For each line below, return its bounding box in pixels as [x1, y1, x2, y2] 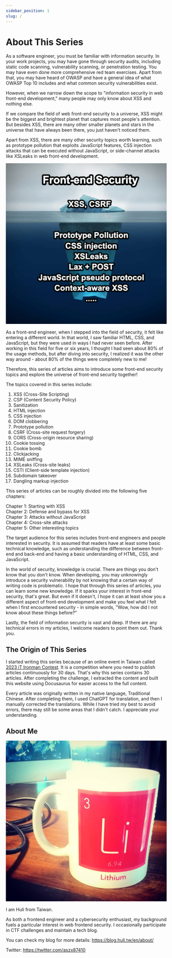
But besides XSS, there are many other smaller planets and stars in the [6, 121, 155, 128]
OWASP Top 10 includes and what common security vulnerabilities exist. [6, 80, 158, 86]
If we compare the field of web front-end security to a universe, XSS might [6, 111, 163, 117]
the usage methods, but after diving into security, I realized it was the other [6, 351, 164, 357]
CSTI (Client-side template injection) [13, 467, 90, 473]
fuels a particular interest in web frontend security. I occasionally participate [6, 922, 166, 928]
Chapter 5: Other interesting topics [6, 525, 79, 531]
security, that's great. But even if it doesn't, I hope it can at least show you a [6, 593, 165, 599]
